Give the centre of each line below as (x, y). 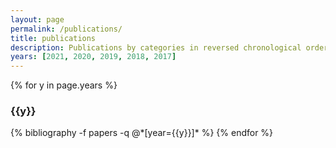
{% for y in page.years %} (64, 85)
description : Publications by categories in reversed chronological (156, 47)
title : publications (53, 38)
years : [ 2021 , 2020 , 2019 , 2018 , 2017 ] (93, 57)
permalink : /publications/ (66, 29)
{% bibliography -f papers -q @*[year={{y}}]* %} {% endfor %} (142, 133)
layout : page (37, 19)
